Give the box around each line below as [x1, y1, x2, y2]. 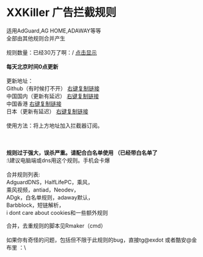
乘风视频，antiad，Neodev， [6, 186, 79, 193]
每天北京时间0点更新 [6, 62, 59, 70]
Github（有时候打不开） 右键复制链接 [6, 84, 100, 92]
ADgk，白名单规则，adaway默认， [6, 193, 94, 201]
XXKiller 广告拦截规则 [6, 6, 117, 20]
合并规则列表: [6, 171, 41, 178]
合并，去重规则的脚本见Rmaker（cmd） [6, 222, 106, 229]
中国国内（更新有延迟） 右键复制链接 [6, 92, 99, 100]
